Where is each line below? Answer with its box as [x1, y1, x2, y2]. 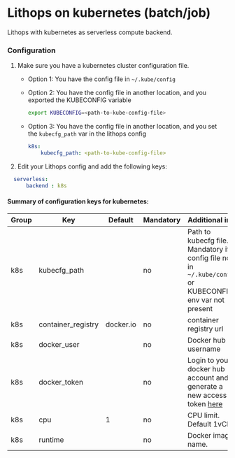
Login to [187, 355, 215, 365]
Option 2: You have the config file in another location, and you [27, 89, 207, 97]
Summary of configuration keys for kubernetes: [7, 197, 149, 206]
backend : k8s [25, 182, 68, 189]
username [187, 344, 221, 354]
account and [187, 373, 229, 382]
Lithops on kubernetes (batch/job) [7, 5, 211, 21]
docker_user [38, 339, 80, 349]
